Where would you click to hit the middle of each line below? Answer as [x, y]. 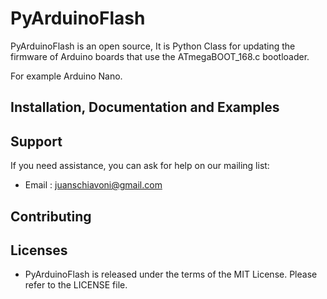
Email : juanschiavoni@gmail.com [93, 185]
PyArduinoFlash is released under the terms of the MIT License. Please [171, 274]
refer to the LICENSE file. [76, 285]
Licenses [39, 250]
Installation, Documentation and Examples [145, 107]
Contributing [51, 216]
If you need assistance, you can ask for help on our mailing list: [140, 166]
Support [36, 141]
